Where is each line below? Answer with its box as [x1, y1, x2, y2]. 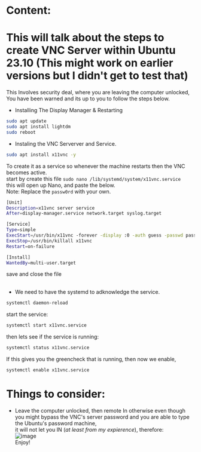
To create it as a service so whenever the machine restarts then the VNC [6, 162, 185, 170]
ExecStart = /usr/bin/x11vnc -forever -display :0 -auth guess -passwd [6, 232, 184, 238]
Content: [6, 4, 51, 17]
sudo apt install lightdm [6, 124, 71, 130]
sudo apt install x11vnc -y [6, 152, 77, 158]
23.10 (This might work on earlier [6, 56, 173, 70]
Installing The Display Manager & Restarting [14, 107, 123, 114]
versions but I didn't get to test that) [6, 69, 188, 82]
